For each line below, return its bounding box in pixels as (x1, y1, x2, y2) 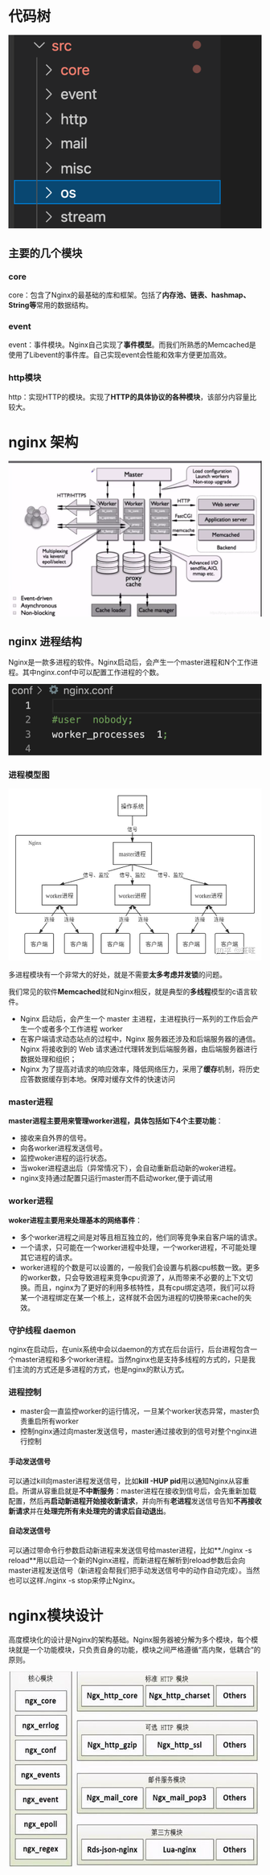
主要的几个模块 (8, 246, 83, 260)
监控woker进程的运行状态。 (19, 1153, 112, 1163)
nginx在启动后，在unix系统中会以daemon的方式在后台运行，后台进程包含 (8, 1345, 251, 1354)
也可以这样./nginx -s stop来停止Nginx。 (8, 1575, 140, 1585)
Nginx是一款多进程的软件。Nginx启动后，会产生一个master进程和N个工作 (8, 657, 252, 667)
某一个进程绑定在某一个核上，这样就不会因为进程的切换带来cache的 (19, 1292, 245, 1302)
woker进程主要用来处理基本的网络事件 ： (8, 1215, 143, 1225)
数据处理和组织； (19, 1054, 77, 1064)
